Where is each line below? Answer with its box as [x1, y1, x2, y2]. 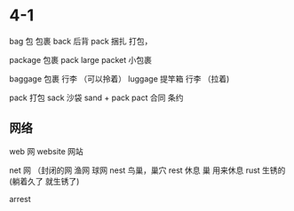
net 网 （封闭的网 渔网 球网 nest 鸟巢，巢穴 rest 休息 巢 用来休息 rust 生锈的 [9, 165, 286, 176]
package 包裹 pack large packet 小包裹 [9, 54, 153, 65]
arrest [9, 193, 31, 204]
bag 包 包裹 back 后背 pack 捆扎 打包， [9, 35, 153, 46]
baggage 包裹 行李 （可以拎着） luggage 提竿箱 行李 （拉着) [9, 73, 230, 84]
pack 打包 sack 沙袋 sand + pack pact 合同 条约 [9, 92, 184, 103]
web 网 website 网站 [9, 145, 84, 156]
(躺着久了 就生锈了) [9, 176, 80, 186]
